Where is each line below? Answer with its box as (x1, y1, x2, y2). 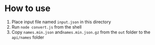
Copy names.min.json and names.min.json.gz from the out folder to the (11, 29, 151, 35)
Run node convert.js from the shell (11, 24, 82, 30)
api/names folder (11, 34, 44, 40)
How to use (4, 3, 51, 14)
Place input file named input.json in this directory (11, 19, 112, 25)
